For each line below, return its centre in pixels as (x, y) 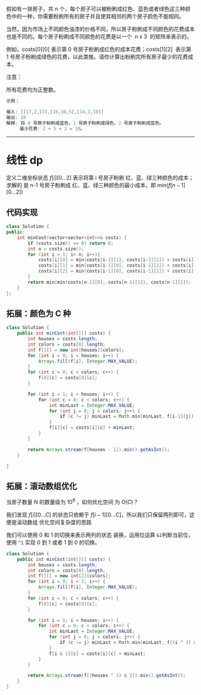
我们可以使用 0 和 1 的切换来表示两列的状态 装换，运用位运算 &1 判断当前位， (100, 534)
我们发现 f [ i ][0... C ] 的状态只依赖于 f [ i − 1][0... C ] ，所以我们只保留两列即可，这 (100, 515)
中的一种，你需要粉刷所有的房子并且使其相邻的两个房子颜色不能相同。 (98, 16)
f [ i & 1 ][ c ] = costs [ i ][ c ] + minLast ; (97, 654)
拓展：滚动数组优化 (42, 486)
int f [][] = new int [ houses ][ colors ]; (76, 350)
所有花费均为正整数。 (32, 90)
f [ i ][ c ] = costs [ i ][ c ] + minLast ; (92, 428)
